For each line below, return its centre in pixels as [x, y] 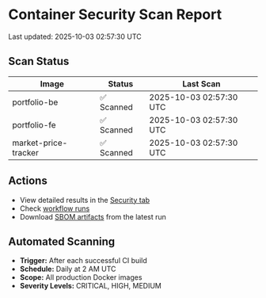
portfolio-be [35, 102]
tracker [26, 152]
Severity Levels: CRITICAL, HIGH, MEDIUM [91, 286]
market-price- [40, 143]
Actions [28, 181]
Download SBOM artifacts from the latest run [93, 216]
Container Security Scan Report [115, 15]
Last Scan [201, 83]
